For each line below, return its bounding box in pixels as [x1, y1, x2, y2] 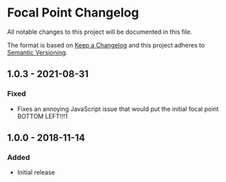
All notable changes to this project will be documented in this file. [7, 28, 193, 36]
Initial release [17, 168, 55, 176]
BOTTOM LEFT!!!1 [17, 112, 68, 120]
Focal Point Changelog [7, 5, 139, 21]
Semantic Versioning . [7, 48, 68, 57]
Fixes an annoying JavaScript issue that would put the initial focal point [17, 105, 219, 113]
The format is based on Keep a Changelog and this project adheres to [7, 41, 205, 49]
